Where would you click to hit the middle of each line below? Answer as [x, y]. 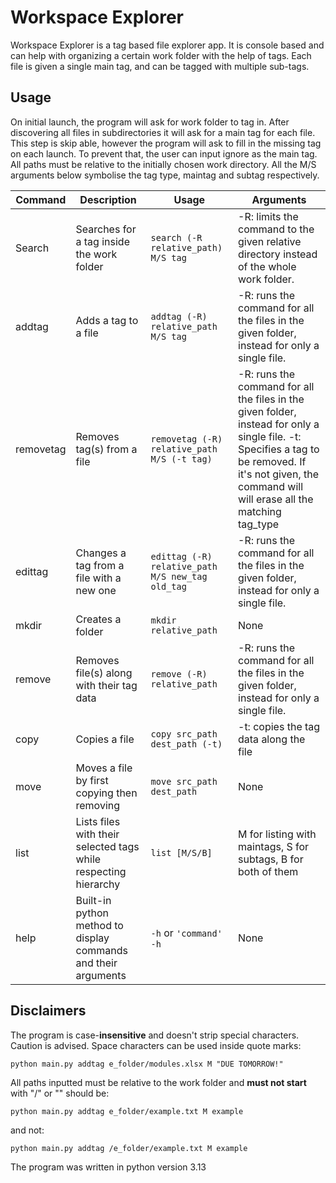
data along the [272, 739]
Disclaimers [48, 1011]
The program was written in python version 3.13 [108, 1167]
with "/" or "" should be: [60, 1093]
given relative [270, 241]
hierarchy [98, 884]
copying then [106, 793]
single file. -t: [270, 436]
